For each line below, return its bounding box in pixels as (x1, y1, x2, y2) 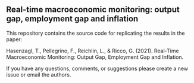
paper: (6, 35, 23, 43)
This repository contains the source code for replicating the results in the (6, 29, 185, 36)
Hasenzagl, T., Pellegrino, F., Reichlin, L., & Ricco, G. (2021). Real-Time (6, 47, 180, 54)
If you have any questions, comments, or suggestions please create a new (6, 65, 189, 72)
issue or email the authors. (6, 71, 71, 78)
